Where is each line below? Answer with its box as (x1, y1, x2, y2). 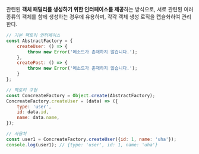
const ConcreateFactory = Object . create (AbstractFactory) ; (6, 92, 156, 98)
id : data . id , (17, 109, 49, 115)
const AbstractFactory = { (6, 38, 73, 44)
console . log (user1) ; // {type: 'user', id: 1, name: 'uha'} (6, 142, 159, 147)
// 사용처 (6, 131, 27, 137)
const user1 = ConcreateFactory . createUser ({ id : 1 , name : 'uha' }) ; (6, 136, 177, 142)
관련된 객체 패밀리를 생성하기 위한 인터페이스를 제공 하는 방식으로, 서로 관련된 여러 (6, 6, 194, 12)
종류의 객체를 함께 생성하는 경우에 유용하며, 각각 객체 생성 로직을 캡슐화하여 (6, 13, 181, 20)
